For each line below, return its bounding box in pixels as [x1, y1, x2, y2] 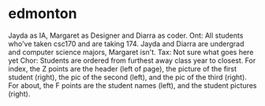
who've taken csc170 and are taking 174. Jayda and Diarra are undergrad [8, 38, 244, 48]
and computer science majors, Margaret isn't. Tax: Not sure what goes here [8, 47, 254, 57]
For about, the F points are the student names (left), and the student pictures [8, 80, 257, 90]
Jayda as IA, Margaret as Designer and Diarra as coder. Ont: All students [8, 31, 244, 40]
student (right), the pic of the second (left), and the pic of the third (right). [8, 72, 247, 82]
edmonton [8, 5, 77, 23]
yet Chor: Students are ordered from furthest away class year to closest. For [8, 56, 256, 65]
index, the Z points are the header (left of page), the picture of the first [8, 64, 237, 73]
